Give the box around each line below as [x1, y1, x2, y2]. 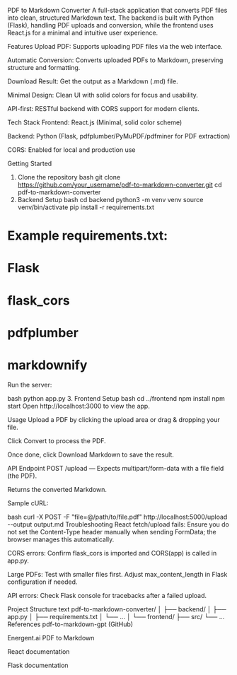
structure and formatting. [7, 64, 81, 71]
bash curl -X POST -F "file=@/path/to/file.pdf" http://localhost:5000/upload [7, 512, 228, 521]
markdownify [7, 357, 88, 373]
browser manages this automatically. [7, 535, 115, 544]
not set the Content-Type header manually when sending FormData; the [7, 527, 217, 536]
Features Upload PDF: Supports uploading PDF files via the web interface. [7, 42, 223, 50]
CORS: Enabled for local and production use [7, 146, 136, 154]
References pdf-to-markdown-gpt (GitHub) [7, 620, 133, 628]
